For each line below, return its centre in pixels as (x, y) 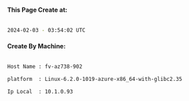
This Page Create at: (37, 10)
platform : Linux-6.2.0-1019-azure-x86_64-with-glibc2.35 (95, 80)
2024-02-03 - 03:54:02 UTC (46, 30)
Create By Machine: (37, 46)
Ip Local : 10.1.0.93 (40, 92)
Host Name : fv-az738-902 (45, 67)
